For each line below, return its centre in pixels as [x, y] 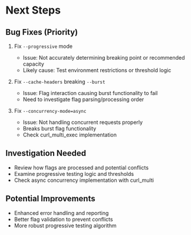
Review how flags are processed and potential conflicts [81, 167]
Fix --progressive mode [43, 46]
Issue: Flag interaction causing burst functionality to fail [90, 93]
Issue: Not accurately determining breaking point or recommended [104, 58]
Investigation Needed [46, 153]
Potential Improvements [50, 199]
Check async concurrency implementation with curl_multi [84, 180]
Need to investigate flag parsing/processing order [83, 99]
